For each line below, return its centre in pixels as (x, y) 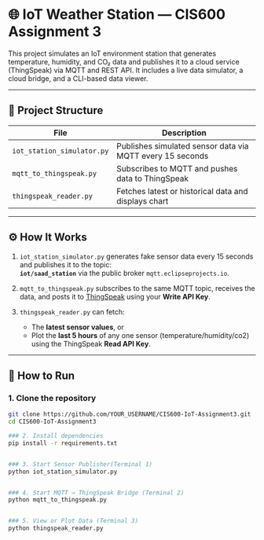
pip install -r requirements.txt (63, 443)
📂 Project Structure (56, 110)
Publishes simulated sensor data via (183, 145)
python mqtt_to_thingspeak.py (58, 500)
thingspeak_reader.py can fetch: (72, 311)
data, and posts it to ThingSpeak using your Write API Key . (115, 296)
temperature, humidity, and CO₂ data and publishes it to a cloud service (124, 61)
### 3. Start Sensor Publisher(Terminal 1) (81, 464)
